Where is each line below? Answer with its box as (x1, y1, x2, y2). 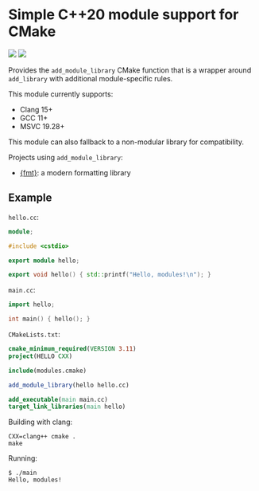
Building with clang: (8, 417, 73, 427)
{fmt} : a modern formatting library (19, 167, 131, 177)
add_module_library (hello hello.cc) (8, 381, 129, 389)
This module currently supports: (8, 89, 114, 99)
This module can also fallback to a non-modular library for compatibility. (8, 137, 245, 147)
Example (8, 191, 52, 205)
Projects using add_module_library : (8, 152, 123, 162)
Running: (8, 454, 38, 463)
